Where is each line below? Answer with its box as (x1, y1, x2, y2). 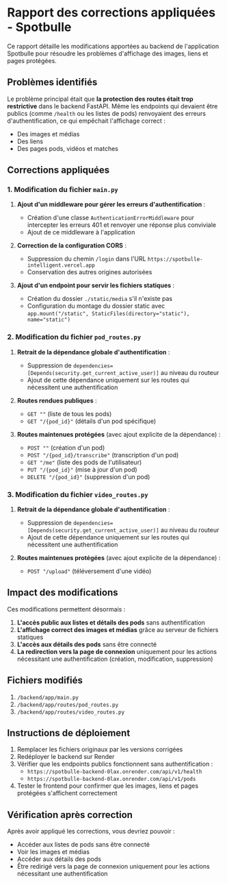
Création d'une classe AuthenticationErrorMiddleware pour (27, 214, 195, 222)
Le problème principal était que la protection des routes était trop (7, 95, 193, 103)
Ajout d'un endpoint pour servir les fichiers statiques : (16, 281, 175, 289)
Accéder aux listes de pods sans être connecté (16, 840, 150, 849)
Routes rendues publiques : (16, 396, 97, 404)
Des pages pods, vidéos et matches (16, 144, 118, 152)
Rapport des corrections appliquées (7, 5, 216, 21)
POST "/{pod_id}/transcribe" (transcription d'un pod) (27, 450, 179, 459)
